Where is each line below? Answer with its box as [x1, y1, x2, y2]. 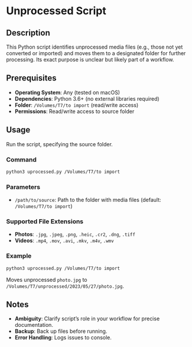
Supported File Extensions [6, 217, 84, 226]
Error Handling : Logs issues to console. [14, 334, 112, 341]
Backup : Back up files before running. [14, 327, 108, 335]
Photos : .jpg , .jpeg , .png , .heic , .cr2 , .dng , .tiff [14, 231, 136, 238]
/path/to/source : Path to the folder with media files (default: [14, 197, 161, 204]
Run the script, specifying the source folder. [6, 140, 113, 147]
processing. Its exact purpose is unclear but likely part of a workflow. [6, 56, 174, 63]
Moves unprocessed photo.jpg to [6, 276, 87, 283]
